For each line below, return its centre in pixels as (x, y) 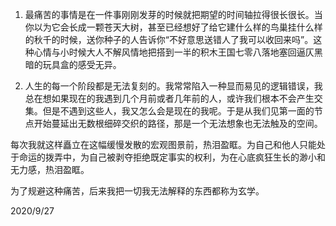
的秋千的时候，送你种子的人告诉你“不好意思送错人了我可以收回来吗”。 (169, 39)
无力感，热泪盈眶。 (50, 169)
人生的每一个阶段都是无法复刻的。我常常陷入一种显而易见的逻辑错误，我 (173, 86)
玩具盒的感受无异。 (82, 64)
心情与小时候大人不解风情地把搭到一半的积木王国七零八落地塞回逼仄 (174, 52)
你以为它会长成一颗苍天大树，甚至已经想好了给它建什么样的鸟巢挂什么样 (173, 27)
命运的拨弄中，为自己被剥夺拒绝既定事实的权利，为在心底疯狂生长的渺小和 (172, 157)
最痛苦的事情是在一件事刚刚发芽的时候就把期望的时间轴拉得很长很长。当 (173, 14)
